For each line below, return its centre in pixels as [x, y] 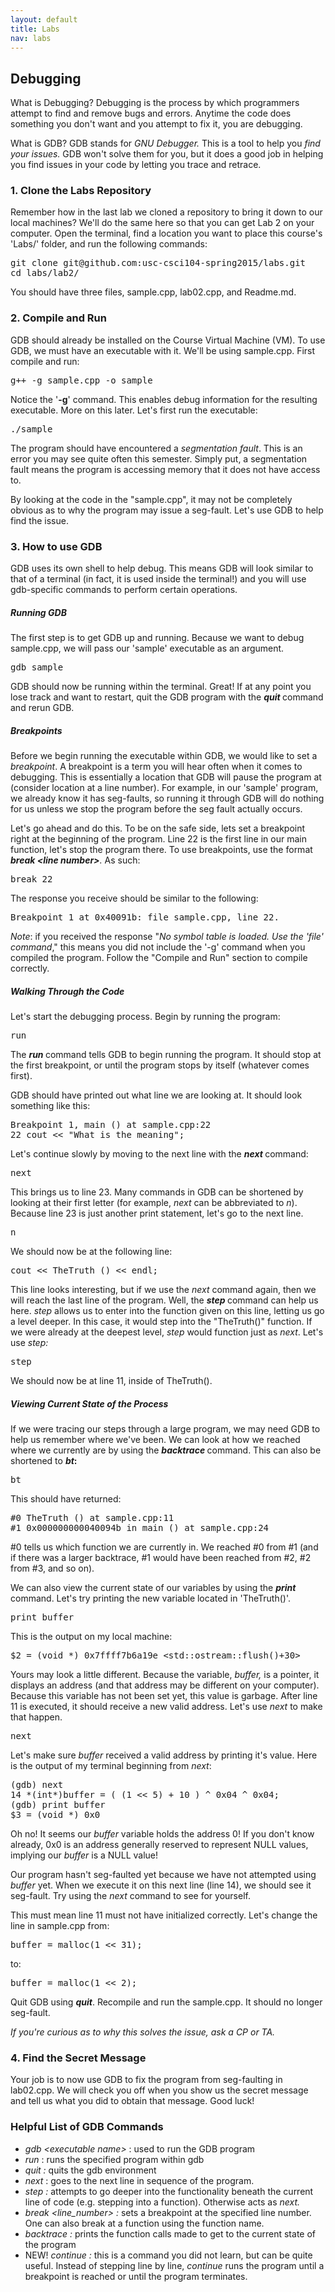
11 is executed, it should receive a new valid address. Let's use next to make [166, 1706]
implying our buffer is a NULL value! [84, 1855]
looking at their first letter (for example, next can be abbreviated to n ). [154, 1202]
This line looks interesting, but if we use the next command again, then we [163, 1289]
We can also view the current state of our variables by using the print [153, 1587]
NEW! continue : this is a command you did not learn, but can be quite [168, 2255]
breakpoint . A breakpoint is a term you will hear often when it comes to [156, 767]
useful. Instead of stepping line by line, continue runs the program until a [174, 2265]
